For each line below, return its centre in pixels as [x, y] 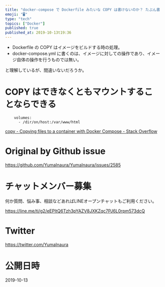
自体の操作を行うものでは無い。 [49, 60]
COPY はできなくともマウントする [75, 92]
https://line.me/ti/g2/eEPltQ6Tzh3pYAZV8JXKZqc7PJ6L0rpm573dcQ [75, 211]
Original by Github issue [55, 151]
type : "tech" [18, 19]
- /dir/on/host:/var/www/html [49, 122]
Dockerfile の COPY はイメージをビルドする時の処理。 [67, 47]
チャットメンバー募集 [48, 186]
